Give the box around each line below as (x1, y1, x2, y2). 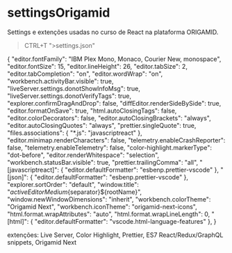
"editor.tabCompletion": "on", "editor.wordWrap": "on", (7, 70, 163, 78)
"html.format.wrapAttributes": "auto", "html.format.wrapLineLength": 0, (7, 210, 210, 218)
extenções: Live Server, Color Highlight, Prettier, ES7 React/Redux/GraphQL (7, 231, 224, 239)
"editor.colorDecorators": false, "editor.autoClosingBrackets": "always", (7, 113, 211, 122)
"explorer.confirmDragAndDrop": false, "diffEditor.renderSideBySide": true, (7, 99, 222, 107)
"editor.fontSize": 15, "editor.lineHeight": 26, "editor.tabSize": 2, (7, 62, 188, 70)
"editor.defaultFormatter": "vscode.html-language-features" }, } (34, 217, 217, 225)
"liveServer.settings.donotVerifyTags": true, (7, 92, 132, 100)
